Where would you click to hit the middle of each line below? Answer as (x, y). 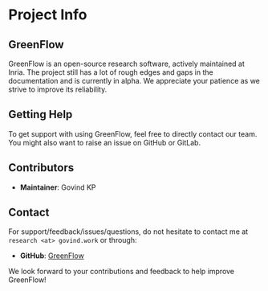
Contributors (41, 168)
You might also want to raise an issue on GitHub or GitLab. (105, 142)
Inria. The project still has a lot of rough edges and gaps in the (111, 72)
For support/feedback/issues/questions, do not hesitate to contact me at (128, 232)
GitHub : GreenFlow (52, 256)
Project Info (48, 15)
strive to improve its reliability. (58, 89)
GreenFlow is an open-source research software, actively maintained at (126, 64)
